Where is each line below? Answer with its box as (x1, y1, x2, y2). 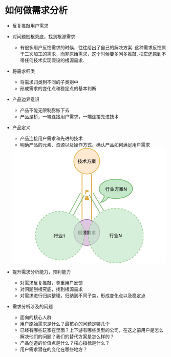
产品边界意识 (12, 96, 39, 102)
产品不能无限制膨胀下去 (19, 107, 70, 113)
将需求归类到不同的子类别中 (19, 79, 79, 85)
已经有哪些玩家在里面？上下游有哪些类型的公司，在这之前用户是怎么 (19, 327, 164, 333)
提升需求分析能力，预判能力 (12, 269, 71, 275)
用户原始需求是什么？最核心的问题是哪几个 (19, 321, 110, 327)
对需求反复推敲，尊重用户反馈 (19, 280, 83, 286)
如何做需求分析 (5, 5, 68, 16)
